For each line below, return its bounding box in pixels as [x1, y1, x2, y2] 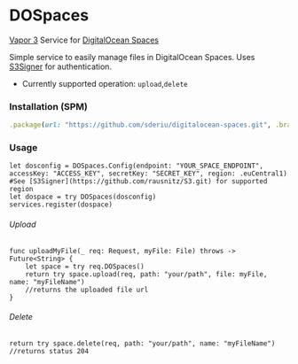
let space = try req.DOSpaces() [25, 262, 145, 271]
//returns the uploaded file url [25, 285, 149, 294]
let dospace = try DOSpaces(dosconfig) [9, 192, 157, 202]
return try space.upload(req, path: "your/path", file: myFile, [25, 269, 268, 279]
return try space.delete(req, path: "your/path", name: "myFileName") [9, 338, 276, 348]
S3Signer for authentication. [9, 61, 113, 72]
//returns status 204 [9, 346, 90, 355]
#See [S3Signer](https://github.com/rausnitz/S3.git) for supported [9, 177, 268, 186]
